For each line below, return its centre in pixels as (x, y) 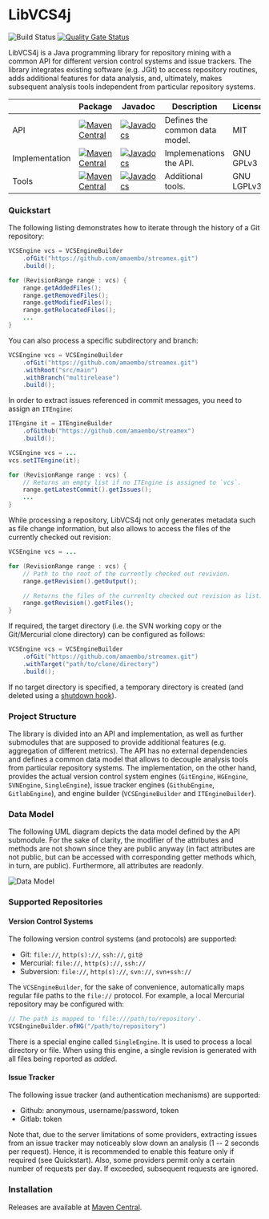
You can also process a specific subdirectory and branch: (103, 340)
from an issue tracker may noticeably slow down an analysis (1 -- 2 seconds (134, 1143)
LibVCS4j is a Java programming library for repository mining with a (120, 52)
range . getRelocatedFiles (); (69, 311)
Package (96, 106)
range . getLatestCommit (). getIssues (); (87, 490)
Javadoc (139, 106)
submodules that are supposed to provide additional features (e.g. (117, 742)
